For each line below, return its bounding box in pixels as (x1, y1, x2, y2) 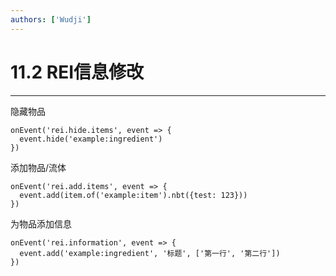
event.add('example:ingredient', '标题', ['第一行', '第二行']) (19, 248, 281, 258)
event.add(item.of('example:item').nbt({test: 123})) (19, 190, 248, 200)
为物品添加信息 (10, 217, 72, 230)
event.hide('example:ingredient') (19, 134, 163, 144)
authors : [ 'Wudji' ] (10, 14, 92, 25)
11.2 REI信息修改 (10, 61, 145, 83)
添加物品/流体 (10, 161, 67, 173)
